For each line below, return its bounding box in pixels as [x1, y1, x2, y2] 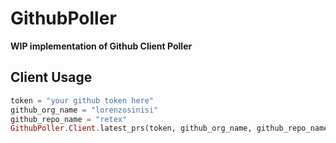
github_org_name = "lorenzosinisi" [10, 105, 159, 115]
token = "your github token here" [10, 95, 155, 106]
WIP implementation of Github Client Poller [10, 40, 193, 52]
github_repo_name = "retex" [10, 114, 128, 124]
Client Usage [10, 69, 93, 86]
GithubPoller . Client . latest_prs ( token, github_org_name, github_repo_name [10, 123, 329, 134]
